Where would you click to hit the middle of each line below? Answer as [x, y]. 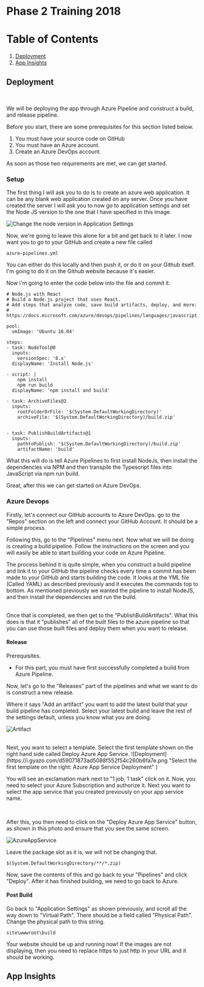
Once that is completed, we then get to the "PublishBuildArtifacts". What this [102, 615]
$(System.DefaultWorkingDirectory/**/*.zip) [64, 863]
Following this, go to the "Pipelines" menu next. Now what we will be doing [100, 540]
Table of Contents [52, 39]
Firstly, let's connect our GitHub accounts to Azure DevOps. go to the [93, 515]
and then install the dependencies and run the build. [72, 596]
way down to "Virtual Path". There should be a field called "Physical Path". [100, 915]
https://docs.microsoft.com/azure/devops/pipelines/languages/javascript [102, 316]
